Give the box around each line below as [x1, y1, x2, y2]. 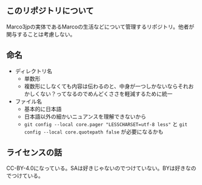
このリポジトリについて [6, 5, 94, 16]
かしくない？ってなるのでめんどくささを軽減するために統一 [24, 90, 173, 97]
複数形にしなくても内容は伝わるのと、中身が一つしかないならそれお [24, 82, 194, 90]
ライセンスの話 [6, 147, 62, 158]
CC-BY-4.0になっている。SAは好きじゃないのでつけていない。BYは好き [6, 164, 186, 172]
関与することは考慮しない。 [6, 30, 76, 38]
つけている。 [11, 172, 44, 180]
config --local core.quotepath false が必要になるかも [24, 128, 164, 135]
